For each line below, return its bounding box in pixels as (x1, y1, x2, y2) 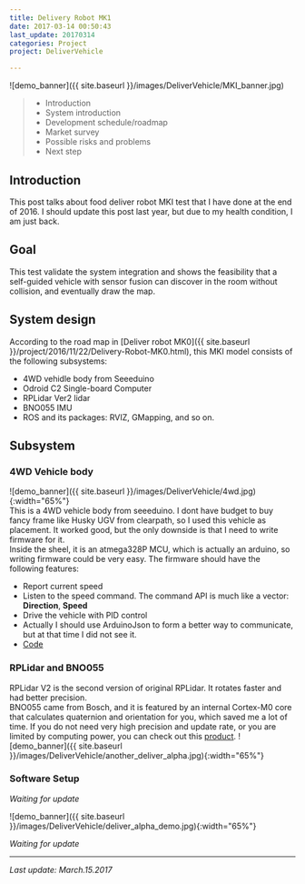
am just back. (9, 216, 60, 226)
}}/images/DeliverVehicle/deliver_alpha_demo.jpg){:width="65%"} (9, 820, 257, 831)
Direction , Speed (22, 600, 88, 611)
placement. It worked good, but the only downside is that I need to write (9, 525, 279, 536)
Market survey (44, 126, 100, 137)
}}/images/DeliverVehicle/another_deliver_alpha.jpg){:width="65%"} (9, 749, 265, 760)
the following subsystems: (9, 356, 107, 367)
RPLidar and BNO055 (9, 661, 104, 674)
